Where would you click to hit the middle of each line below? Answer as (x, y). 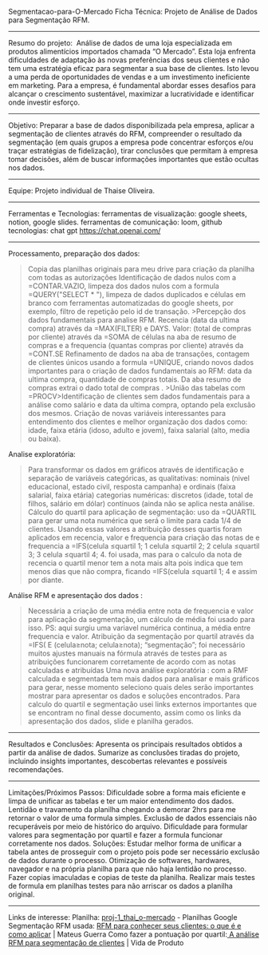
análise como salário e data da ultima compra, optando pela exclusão (142, 405)
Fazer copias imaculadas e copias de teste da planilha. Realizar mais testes (132, 877)
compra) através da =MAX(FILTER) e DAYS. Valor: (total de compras (140, 328)
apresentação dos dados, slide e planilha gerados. (110, 721)
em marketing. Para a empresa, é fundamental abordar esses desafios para (132, 85)
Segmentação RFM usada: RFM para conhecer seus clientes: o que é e (125, 926)
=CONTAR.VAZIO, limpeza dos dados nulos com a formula (123, 286)
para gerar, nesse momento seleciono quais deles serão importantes (140, 687)
